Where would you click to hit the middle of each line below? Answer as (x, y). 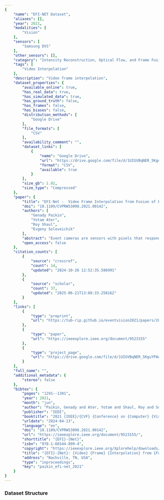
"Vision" (31, 32)
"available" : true (58, 170)
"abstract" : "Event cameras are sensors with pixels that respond (91, 238)
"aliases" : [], (29, 19)
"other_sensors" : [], (35, 55)
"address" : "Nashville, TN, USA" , (57, 458)
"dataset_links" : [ (42, 147)
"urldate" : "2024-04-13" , (49, 421)
